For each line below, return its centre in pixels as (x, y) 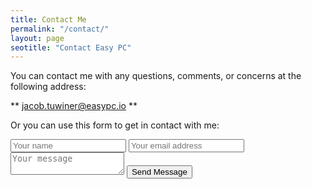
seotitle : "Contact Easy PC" (71, 47)
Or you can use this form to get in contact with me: (115, 125)
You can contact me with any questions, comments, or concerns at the (156, 76)
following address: (48, 87)
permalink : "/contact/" (60, 29)
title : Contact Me (48, 19)
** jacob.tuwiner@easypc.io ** (74, 106)
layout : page (37, 38)
